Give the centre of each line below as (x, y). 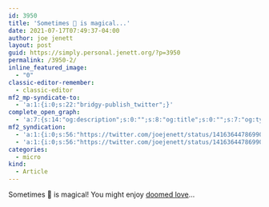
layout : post (30, 46)
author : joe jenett (41, 38)
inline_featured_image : (48, 68)
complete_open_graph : (44, 113)
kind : (17, 165)
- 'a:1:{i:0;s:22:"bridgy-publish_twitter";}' (94, 105)
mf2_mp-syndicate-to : (44, 98)
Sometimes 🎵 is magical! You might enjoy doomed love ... (102, 194)
